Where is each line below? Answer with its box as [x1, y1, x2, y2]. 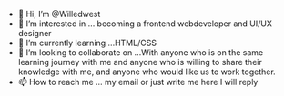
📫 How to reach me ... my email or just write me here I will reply [17, 77, 259, 87]
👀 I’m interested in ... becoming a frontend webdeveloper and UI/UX [17, 18, 273, 29]
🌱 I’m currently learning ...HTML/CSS [17, 37, 157, 48]
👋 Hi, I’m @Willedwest [17, 9, 101, 19]
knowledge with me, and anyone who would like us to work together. [17, 66, 276, 77]
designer [17, 28, 52, 38]
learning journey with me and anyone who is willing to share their [17, 57, 262, 67]
